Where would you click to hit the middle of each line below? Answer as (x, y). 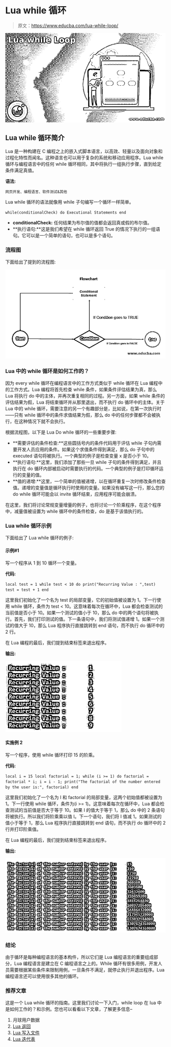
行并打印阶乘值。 (23, 829)
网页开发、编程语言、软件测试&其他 (36, 192)
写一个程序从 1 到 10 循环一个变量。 (42, 563)
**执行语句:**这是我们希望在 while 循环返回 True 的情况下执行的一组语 (86, 229)
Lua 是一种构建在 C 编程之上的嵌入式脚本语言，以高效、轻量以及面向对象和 (84, 151)
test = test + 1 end (27, 590)
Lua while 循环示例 (28, 526)
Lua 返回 (22, 1027)
